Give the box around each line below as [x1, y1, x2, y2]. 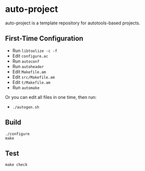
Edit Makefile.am [12, 69, 46, 75]
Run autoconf [12, 58, 40, 64]
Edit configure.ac [12, 53, 48, 59]
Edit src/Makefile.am [12, 74, 55, 80]
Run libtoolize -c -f [12, 47, 57, 53]
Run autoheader [12, 63, 44, 69]
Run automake [12, 85, 40, 90]
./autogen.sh [12, 104, 40, 110]
